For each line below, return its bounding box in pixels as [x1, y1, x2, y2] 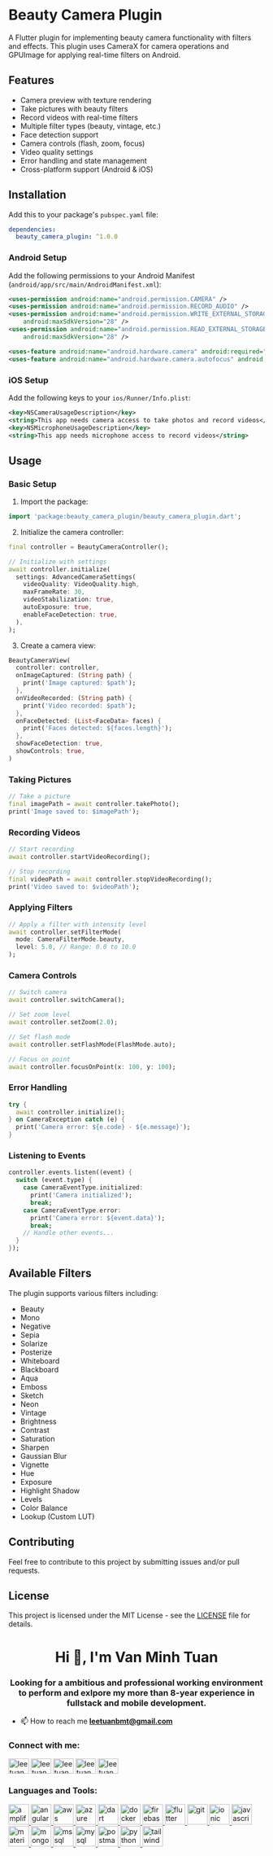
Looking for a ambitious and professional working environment [10, 1677, 263, 1688]
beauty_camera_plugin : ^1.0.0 [15, 233, 118, 241]
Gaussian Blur [19, 1451, 67, 1460]
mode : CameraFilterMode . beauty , [15, 935, 126, 943]
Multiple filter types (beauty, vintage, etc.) [19, 120, 161, 131]
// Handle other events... [23, 1229, 115, 1237]
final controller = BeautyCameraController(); [8, 543, 169, 551]
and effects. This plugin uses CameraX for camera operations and [8, 41, 229, 50]
